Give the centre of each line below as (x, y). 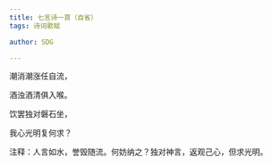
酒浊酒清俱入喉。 (41, 95)
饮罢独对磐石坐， (41, 114)
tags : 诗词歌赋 (35, 26)
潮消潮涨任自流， (41, 76)
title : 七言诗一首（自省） (54, 17)
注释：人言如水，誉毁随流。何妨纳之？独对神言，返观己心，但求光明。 (139, 152)
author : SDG (31, 42)
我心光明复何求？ (41, 133)
